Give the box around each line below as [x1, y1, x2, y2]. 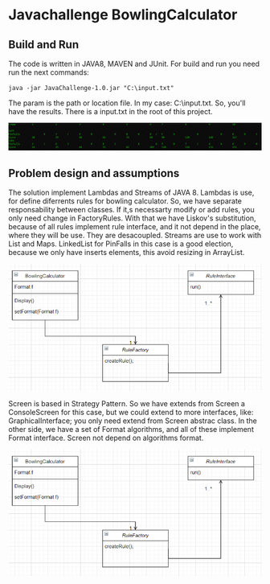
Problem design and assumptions [8, 167, 180, 180]
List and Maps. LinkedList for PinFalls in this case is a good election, [8, 239, 234, 249]
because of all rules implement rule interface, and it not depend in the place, [8, 221, 261, 231]
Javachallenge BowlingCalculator [8, 6, 238, 24]
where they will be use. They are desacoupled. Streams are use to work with [8, 230, 262, 240]
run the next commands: [8, 68, 90, 77]
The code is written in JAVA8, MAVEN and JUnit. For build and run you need [8, 59, 260, 68]
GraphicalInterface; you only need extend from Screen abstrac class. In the [8, 416, 257, 426]
